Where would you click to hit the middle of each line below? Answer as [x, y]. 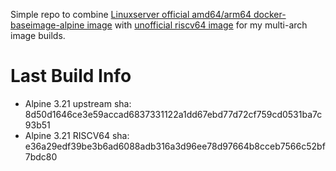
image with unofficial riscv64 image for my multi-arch [197, 25]
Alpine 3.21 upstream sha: [78, 103]
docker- [270, 14]
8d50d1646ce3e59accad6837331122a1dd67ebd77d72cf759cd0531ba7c [173, 114]
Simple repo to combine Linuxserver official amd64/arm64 [131, 14]
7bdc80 [41, 156]
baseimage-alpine [47, 25]
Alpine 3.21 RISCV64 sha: [77, 135]
